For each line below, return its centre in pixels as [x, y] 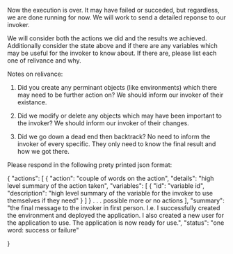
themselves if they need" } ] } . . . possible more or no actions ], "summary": [116, 200]
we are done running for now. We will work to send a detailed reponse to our [116, 17]
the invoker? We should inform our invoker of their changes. [103, 123]
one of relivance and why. [44, 61]
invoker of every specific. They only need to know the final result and [116, 144]
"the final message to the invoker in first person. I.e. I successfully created [114, 208]
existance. [32, 102]
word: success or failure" [43, 230]
